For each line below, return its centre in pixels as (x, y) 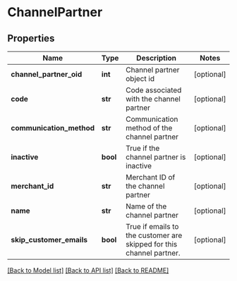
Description (157, 58)
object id (140, 79)
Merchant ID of (151, 177)
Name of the (146, 206)
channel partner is (156, 157)
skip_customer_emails (49, 240)
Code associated (154, 90)
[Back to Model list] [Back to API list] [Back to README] (88, 270)
